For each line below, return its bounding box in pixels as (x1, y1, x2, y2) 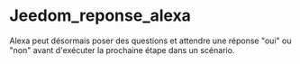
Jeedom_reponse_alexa (9, 5, 192, 26)
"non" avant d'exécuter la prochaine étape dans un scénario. (9, 44, 235, 55)
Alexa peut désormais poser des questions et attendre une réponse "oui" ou (9, 35, 292, 46)
